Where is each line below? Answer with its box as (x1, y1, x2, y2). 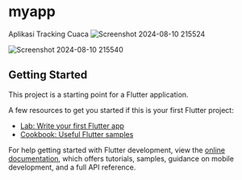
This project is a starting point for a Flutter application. (8, 90, 189, 99)
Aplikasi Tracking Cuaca (8, 29, 89, 39)
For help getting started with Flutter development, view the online (8, 144, 226, 155)
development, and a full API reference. (8, 162, 136, 172)
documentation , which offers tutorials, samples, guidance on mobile (8, 153, 234, 163)
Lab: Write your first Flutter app (19, 120, 125, 131)
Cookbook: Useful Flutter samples (19, 129, 134, 139)
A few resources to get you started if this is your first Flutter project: (8, 105, 234, 115)
